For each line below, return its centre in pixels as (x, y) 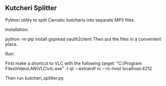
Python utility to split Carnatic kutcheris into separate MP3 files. (70, 20)
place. (12, 44)
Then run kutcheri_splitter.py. (35, 78)
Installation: (17, 29)
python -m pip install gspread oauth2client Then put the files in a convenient (83, 39)
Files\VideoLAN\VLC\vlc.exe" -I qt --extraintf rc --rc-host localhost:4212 (79, 68)
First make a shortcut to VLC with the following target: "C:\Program (74, 63)
